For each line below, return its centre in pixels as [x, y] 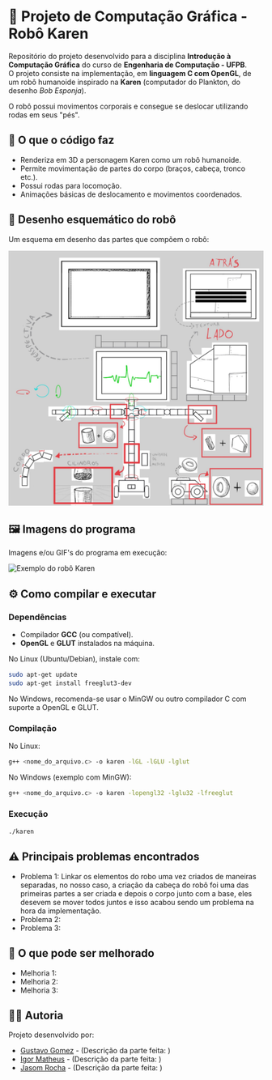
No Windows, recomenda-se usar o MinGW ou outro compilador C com [127, 699]
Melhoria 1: [38, 973]
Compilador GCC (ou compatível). [76, 635]
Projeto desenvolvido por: [51, 1035]
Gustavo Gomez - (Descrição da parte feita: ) [96, 1051]
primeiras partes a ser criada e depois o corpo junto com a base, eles [136, 893]
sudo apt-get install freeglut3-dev [70, 683]
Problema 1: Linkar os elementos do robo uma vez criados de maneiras [138, 876]
